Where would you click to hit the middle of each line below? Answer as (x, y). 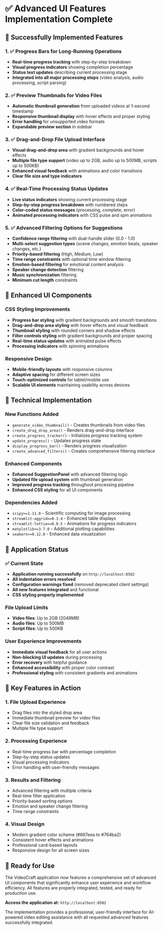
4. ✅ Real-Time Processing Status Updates (57, 189)
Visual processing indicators (41, 762)
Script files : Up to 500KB (38, 628)
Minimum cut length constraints (45, 280)
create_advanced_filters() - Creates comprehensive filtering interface (83, 451)
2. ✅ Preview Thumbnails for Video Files (54, 95)
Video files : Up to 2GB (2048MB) (46, 618)
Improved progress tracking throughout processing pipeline (73, 485)
